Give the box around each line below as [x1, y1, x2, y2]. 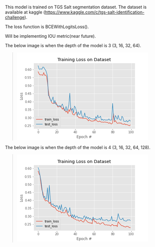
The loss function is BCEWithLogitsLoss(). [5, 24, 89, 30]
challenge [5, 15, 25, 20]
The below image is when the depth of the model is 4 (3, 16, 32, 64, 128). [5, 145, 151, 150]
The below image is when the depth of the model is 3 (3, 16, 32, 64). [5, 43, 141, 48]
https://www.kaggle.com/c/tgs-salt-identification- [45, 9, 145, 15]
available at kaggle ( [5, 9, 45, 15]
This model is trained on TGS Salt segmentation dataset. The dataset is [5, 4, 147, 10]
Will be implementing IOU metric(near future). [5, 33, 96, 39]
